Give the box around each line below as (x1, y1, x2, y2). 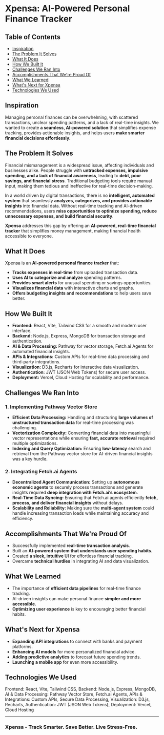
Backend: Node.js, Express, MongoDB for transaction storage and (12, 333, 145, 339)
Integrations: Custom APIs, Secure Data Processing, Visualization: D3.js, (5, 696, 150, 702)
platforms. (12, 643, 33, 650)
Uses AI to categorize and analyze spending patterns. (12, 274, 122, 281)
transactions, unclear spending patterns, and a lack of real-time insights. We (5, 119, 159, 125)
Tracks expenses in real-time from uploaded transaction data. (12, 270, 139, 275)
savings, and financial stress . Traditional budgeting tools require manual (5, 178, 152, 184)
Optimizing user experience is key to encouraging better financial (12, 606, 146, 612)
